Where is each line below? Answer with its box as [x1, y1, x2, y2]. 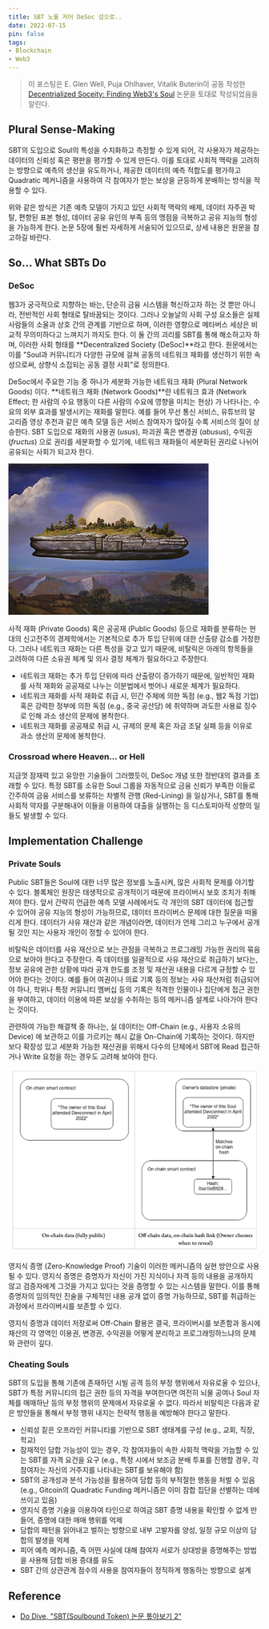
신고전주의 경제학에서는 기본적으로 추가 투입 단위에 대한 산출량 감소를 [22, 633, 239, 643]
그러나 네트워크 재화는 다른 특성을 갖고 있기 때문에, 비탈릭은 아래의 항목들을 [18, 644, 254, 653]
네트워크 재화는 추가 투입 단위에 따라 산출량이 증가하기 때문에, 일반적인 [19, 670, 240, 681]
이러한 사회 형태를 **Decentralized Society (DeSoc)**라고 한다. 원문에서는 [18, 339, 259, 349]
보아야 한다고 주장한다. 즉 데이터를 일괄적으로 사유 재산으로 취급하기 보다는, [22, 955, 259, 964]
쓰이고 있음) [19, 1495, 58, 1505]
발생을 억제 [34, 1535, 70, 1545]
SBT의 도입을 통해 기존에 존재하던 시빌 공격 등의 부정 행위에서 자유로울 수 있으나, [8, 1378, 260, 1388]
